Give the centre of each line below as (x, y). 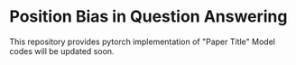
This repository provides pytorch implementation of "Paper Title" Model (142, 42)
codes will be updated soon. (62, 51)
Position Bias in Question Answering (148, 17)
